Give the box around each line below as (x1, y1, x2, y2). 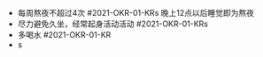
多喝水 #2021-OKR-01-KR (17, 30, 112, 39)
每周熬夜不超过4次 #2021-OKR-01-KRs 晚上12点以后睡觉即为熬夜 (17, 8, 255, 18)
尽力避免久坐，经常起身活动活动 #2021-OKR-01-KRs (17, 18, 208, 29)
